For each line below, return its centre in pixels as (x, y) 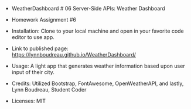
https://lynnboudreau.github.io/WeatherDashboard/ (74, 54)
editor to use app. (33, 37)
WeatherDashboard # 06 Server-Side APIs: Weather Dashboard (88, 8)
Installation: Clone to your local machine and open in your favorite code (98, 31)
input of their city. (33, 72)
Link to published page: (40, 48)
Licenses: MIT (28, 101)
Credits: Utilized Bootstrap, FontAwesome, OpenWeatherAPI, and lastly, (98, 83)
